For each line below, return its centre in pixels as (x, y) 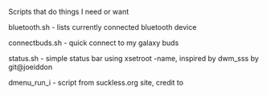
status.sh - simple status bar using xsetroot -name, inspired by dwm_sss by (133, 58)
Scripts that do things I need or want (69, 12)
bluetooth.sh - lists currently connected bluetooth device (103, 27)
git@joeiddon (31, 67)
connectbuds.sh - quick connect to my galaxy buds (94, 43)
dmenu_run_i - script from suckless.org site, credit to (96, 83)
